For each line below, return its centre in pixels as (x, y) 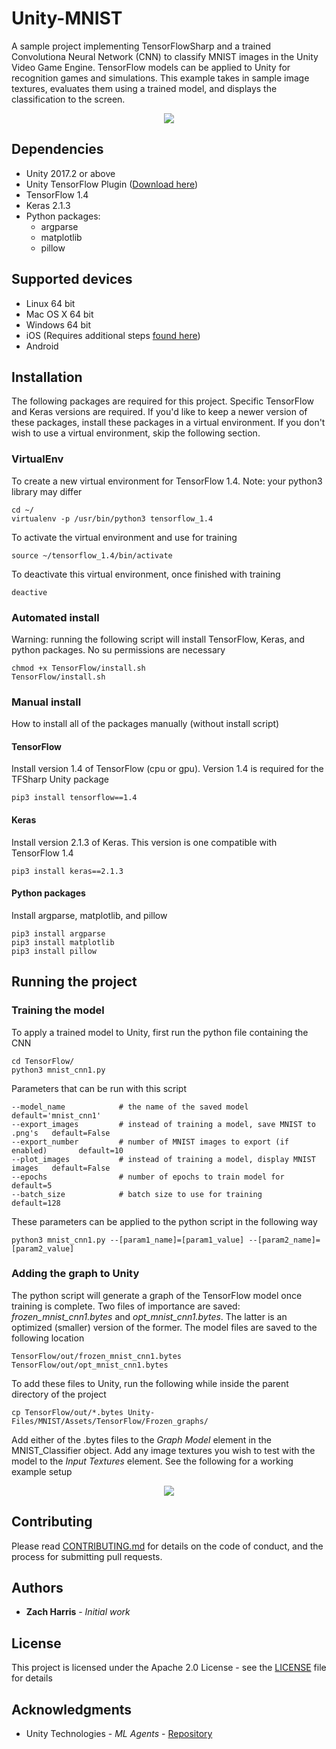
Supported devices (72, 279)
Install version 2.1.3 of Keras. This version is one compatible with (144, 842)
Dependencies (57, 149)
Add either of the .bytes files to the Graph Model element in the (141, 1439)
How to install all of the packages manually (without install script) (145, 724)
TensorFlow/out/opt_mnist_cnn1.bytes (90, 1365)
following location (48, 1338)
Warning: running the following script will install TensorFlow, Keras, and (158, 639)
